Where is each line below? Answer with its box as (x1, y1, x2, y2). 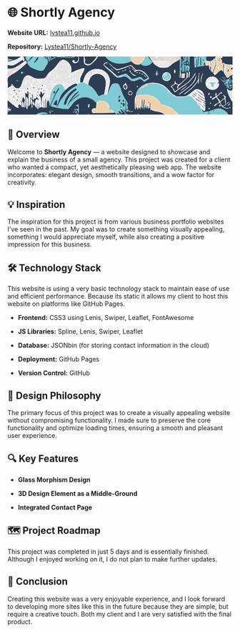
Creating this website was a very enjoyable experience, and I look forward (7, 594, 226, 603)
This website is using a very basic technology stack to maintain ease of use (7, 284, 230, 293)
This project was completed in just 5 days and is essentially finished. (7, 547, 209, 556)
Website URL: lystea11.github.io (7, 28, 100, 36)
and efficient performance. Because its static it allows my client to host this (7, 292, 229, 301)
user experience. (7, 432, 57, 440)
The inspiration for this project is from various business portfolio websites (7, 217, 224, 226)
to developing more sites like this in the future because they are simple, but (7, 602, 229, 611)
